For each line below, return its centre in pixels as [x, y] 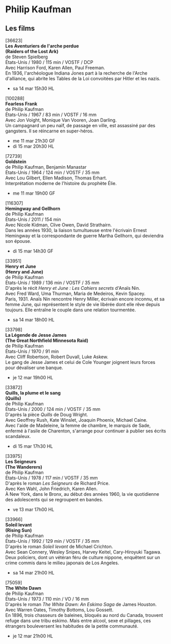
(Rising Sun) [19, 530]
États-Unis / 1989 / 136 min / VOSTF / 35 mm [52, 283]
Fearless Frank [21, 104]
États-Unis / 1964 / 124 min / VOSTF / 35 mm [52, 172]
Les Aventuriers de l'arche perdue [42, 46]
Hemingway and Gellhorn [33, 209]
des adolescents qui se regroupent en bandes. [54, 500]
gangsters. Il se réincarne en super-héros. [50, 131]
